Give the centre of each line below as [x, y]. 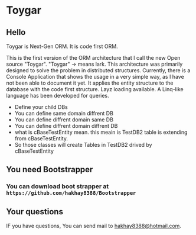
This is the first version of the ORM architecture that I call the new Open [93, 58]
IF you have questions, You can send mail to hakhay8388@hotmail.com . [94, 226]
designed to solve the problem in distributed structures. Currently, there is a [98, 70]
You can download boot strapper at [58, 186]
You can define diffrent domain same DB [64, 120]
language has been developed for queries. [58, 96]
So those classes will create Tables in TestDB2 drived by [83, 145]
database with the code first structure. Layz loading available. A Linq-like [95, 89]
